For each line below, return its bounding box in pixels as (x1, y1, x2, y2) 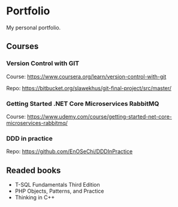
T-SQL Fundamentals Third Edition (14, 181, 100, 188)
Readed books (6, 165, 61, 175)
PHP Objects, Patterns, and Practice (14, 187, 104, 195)
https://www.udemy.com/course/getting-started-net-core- (26, 112, 173, 120)
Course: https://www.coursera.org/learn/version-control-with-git (6, 73, 167, 80)
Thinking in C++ (14, 194, 55, 201)
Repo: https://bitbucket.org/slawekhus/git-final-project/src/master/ (6, 84, 172, 92)
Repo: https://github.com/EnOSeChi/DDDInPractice (6, 148, 133, 155)
